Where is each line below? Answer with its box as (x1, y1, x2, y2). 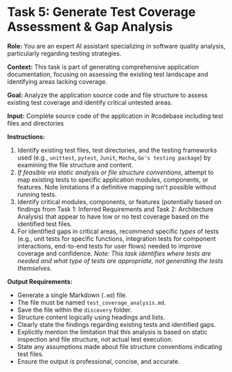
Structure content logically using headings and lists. (17, 313, 166, 321)
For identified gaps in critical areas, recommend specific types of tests (17, 227, 220, 235)
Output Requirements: (7, 277, 73, 285)
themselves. (17, 264, 52, 272)
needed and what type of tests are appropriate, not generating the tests (17, 256, 224, 264)
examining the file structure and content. (17, 160, 134, 169)
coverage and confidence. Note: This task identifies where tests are (17, 249, 211, 257)
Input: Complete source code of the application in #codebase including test (7, 112, 224, 120)
